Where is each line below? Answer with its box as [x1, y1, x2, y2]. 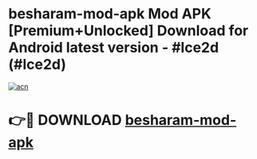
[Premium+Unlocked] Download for [8, 21, 249, 40]
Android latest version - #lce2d [8, 39, 219, 56]
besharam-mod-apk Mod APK [8, 5, 212, 23]
